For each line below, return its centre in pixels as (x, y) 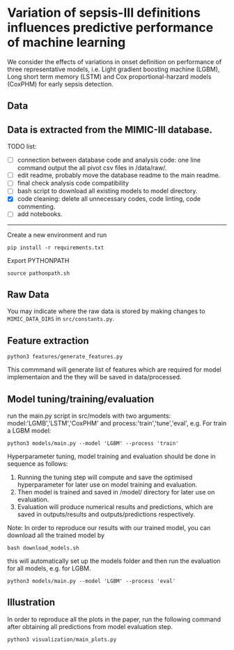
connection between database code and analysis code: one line (109, 160)
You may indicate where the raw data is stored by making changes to (106, 311)
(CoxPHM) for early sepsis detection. (60, 84)
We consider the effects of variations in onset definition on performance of (115, 61)
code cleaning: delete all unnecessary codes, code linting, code (109, 199)
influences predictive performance (110, 28)
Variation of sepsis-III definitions (104, 13)
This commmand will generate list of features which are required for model (114, 370)
